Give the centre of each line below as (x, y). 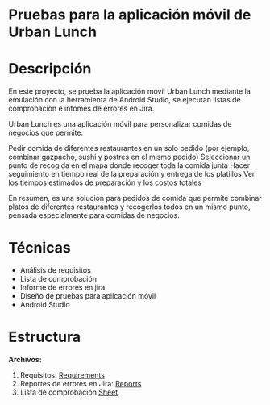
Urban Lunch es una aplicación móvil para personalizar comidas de (120, 124)
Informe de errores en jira (62, 287)
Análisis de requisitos (55, 270)
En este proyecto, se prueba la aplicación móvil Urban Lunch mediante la (130, 91)
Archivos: (25, 359)
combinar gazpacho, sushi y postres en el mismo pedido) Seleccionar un (129, 157)
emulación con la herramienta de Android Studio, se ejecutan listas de (125, 100)
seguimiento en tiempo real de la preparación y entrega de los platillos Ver (132, 174)
